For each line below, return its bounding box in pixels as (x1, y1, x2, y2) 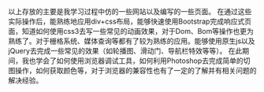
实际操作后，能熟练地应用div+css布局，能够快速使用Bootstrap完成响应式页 (8, 17, 252, 26)
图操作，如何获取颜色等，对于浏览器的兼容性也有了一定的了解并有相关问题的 (8, 66, 257, 75)
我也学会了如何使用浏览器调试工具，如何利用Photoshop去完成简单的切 (21, 56, 251, 65)
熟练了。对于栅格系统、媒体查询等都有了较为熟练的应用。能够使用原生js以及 (8, 36, 255, 46)
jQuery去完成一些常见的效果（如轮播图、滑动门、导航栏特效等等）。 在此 (8, 46, 243, 55)
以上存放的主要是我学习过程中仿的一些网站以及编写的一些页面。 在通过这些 (8, 7, 252, 16)
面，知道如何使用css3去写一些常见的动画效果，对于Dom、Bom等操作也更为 (8, 27, 255, 35)
